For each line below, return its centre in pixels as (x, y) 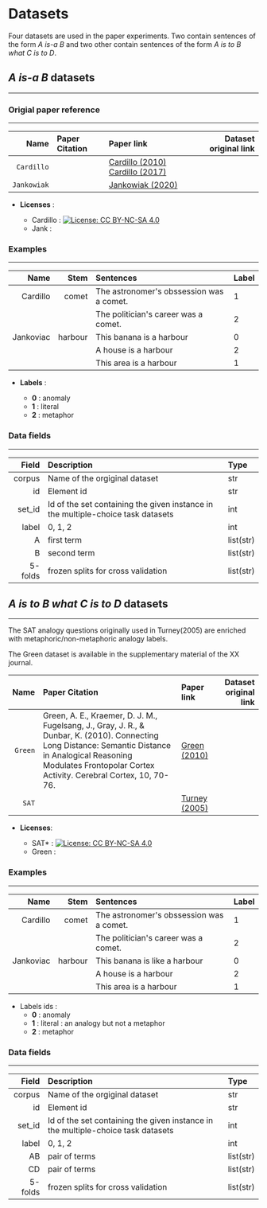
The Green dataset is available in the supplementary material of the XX (124, 654)
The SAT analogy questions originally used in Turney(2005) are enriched (127, 630)
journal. (21, 663)
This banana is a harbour (141, 337)
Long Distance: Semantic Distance (107, 746)
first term (64, 540)
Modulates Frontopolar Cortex (99, 766)
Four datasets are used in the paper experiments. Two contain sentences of (132, 36)
